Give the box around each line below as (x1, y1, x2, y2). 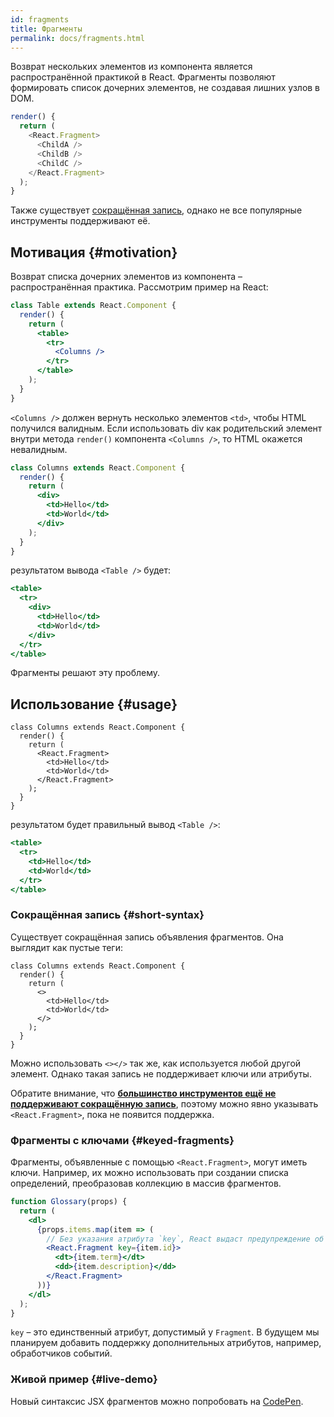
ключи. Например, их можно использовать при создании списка (10, 1167, 289, 1179)
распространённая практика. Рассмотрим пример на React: (10, 281, 269, 293)
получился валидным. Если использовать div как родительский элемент (10, 422, 323, 434)
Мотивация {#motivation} (10, 244, 178, 261)
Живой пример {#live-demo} (10, 1372, 158, 1386)
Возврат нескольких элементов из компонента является (10, 61, 253, 73)
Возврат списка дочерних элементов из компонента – (10, 271, 243, 283)
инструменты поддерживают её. (10, 215, 151, 227)
